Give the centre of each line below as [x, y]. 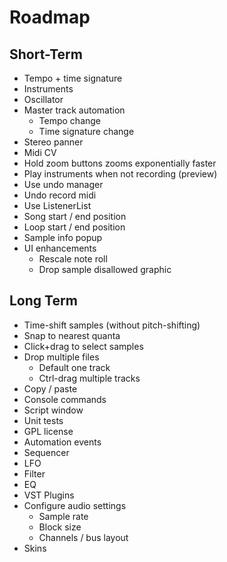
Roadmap [50, 17]
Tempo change [70, 120]
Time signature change [86, 131]
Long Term [43, 301]
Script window [53, 410]
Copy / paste [50, 388]
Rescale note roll [73, 259]
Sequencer [46, 452]
